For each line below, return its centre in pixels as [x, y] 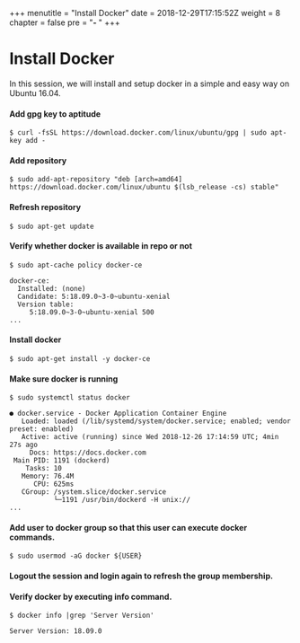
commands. [32, 537]
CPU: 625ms [53, 484]
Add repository [38, 160]
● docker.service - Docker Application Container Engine [118, 414]
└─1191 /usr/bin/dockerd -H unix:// [122, 500]
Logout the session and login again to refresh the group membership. [141, 576]
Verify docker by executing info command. [91, 596]
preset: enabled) [42, 429]
